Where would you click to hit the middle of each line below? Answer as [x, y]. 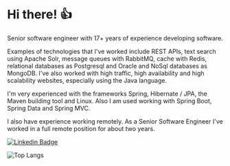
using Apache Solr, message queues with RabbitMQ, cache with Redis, [107, 58]
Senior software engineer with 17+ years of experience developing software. [115, 38]
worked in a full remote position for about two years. [81, 128]
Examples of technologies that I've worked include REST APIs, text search [112, 51]
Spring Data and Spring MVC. [49, 108]
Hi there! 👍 [40, 15]
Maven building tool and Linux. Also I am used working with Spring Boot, [110, 100]
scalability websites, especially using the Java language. [87, 80]
